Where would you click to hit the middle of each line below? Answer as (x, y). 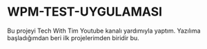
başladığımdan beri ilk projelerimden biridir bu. (73, 37)
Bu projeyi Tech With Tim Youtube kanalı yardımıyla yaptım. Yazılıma (104, 31)
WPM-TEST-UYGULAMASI (85, 12)
